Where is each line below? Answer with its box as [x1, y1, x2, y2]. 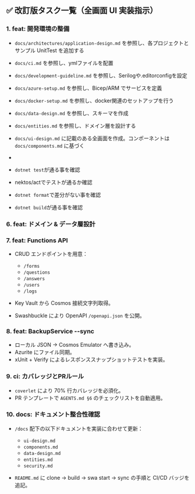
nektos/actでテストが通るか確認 [14, 178, 92, 186]
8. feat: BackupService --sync [6, 327, 94, 335]
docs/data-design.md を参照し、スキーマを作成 [14, 109, 128, 116]
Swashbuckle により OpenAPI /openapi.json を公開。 [14, 312, 146, 319]
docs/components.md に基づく [14, 142, 85, 149]
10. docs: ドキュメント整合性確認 [6, 410, 100, 418]
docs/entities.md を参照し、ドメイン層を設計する [14, 122, 137, 129]
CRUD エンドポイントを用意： [14, 250, 88, 257]
